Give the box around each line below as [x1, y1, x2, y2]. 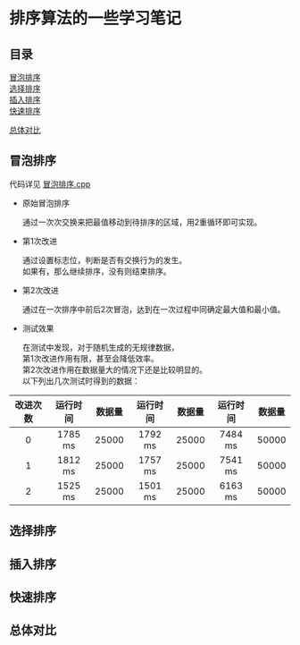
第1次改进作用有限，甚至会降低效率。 [21, 352, 159, 363]
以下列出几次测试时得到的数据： [21, 375, 140, 386]
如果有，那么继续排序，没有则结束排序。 [21, 266, 171, 276]
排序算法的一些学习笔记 [9, 8, 182, 29]
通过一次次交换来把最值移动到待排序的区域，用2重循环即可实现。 [21, 216, 262, 227]
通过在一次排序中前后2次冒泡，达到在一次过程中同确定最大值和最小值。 [21, 303, 286, 314]
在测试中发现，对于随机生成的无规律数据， [21, 342, 179, 352]
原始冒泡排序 [21, 198, 70, 208]
